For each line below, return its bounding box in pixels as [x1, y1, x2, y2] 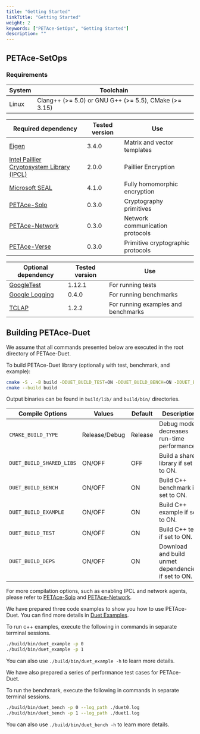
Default [131, 410, 153, 418]
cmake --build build [6, 385, 58, 391]
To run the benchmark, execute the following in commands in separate [6, 687, 180, 694]
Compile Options [18, 410, 67, 418]
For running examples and [109, 300, 182, 308]
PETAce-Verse [9, 242, 52, 251]
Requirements [6, 71, 48, 79]
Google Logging [9, 290, 54, 298]
